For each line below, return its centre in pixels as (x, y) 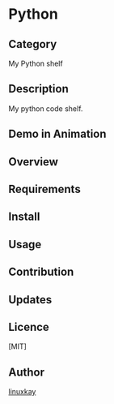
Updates (30, 300)
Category (33, 44)
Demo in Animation (57, 134)
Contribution (41, 272)
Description (38, 89)
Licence (29, 327)
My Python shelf (36, 63)
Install (24, 217)
